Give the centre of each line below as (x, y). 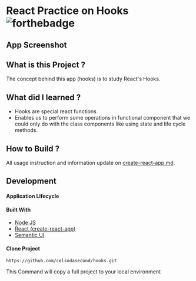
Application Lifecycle (33, 196)
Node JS (25, 223)
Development (31, 181)
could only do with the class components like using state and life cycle (100, 124)
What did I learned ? (44, 97)
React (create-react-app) (45, 229)
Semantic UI (29, 235)
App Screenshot (36, 45)
